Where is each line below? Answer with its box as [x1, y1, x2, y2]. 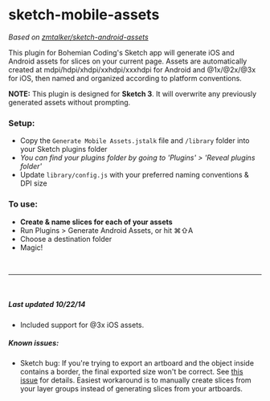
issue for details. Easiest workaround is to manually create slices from [19, 375, 252, 385]
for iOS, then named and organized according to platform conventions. [8, 73, 243, 83]
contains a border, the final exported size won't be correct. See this [19, 367, 243, 377]
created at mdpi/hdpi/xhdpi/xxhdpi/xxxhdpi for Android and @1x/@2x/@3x [8, 64, 256, 74]
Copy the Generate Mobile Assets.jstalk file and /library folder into [19, 136, 250, 145]
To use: [8, 198, 39, 210]
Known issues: [8, 338, 59, 348]
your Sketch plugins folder [19, 145, 108, 154]
